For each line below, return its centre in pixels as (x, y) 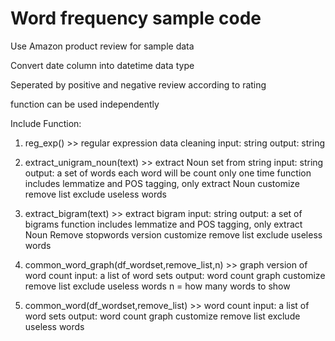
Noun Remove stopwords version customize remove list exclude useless (173, 234)
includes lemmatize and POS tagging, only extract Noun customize (162, 183)
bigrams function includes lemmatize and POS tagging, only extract (163, 224)
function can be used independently (85, 104)
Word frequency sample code (136, 18)
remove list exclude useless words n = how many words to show (157, 286)
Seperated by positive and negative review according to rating (138, 84)
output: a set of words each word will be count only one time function (168, 173)
